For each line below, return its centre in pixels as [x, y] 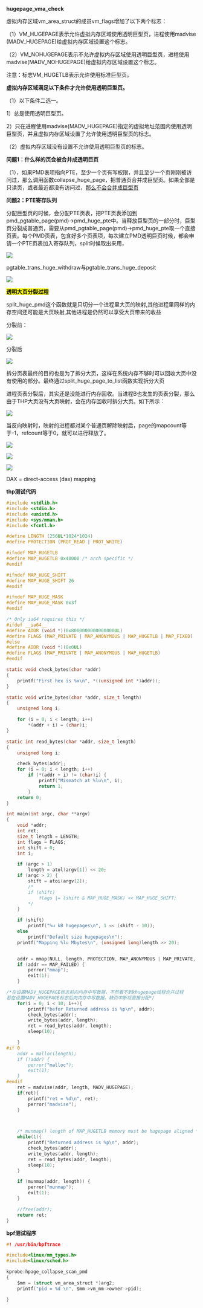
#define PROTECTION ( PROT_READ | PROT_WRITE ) [64, 542]
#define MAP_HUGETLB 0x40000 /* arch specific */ [70, 558]
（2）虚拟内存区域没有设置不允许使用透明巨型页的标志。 [77, 147]
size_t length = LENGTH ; [48, 837]
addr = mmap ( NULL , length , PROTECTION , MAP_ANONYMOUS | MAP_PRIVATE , [107, 959]
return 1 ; [51, 786]
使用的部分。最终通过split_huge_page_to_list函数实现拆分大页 [88, 381]
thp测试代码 [21, 491]
